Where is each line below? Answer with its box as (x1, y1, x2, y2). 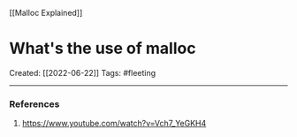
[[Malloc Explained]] (9, 8, 83, 18)
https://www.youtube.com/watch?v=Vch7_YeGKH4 (21, 118, 207, 129)
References (9, 97, 60, 110)
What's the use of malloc (9, 39, 196, 58)
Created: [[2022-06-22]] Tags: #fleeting (9, 67, 156, 78)
